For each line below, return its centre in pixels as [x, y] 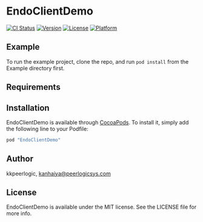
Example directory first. [35, 68]
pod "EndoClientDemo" [34, 140]
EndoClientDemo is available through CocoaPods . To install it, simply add [98, 122]
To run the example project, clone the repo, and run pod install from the [98, 61]
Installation [28, 108]
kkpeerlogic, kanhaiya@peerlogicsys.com [58, 173]
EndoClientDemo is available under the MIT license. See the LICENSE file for [101, 207]
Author [20, 159]
